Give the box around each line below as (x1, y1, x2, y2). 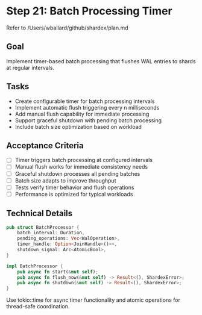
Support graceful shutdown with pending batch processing (14, 116, 162, 124)
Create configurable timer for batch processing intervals (14, 98, 155, 105)
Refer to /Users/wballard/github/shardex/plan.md (6, 24, 128, 31)
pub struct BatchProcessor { (6, 224, 80, 230)
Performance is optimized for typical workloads (14, 190, 133, 198)
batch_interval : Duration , (17, 230, 85, 236)
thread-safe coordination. (6, 303, 70, 310)
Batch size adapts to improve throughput (14, 176, 116, 184)
